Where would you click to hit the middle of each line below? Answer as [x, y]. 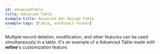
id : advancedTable [24, 9]
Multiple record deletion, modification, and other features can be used [77, 37]
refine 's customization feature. [37, 47]
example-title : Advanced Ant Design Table [50, 18]
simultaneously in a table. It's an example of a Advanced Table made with [80, 42]
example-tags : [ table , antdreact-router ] [49, 23]
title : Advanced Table [28, 14]
